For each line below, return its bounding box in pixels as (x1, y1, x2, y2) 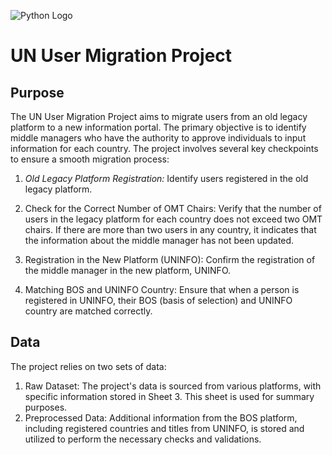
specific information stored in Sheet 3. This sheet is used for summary (24, 390, 315, 402)
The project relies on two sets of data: (10, 360, 167, 372)
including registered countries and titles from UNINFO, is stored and (24, 422, 305, 434)
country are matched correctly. (24, 305, 153, 317)
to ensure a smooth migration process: (10, 153, 170, 165)
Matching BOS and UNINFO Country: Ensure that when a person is (24, 284, 300, 295)
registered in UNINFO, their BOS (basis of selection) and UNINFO (24, 295, 293, 306)
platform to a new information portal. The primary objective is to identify (10, 121, 307, 133)
